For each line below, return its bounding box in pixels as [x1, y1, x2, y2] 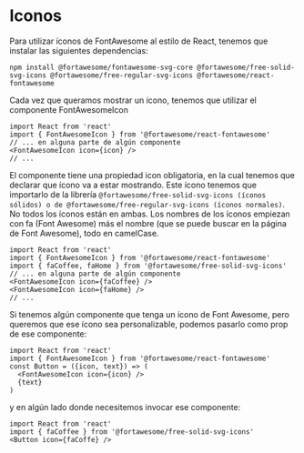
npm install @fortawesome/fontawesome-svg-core [9, 63, 194, 72]
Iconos [9, 5, 62, 26]
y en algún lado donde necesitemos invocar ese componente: [9, 401, 241, 412]
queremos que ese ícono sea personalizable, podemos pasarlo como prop [9, 318, 289, 329]
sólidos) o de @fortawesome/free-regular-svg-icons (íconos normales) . [9, 198, 285, 209]
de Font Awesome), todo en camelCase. [9, 227, 159, 238]
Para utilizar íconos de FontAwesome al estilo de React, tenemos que [9, 35, 269, 46]
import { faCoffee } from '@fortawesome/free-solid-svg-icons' [9, 427, 255, 437]
